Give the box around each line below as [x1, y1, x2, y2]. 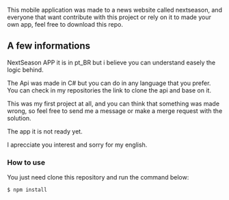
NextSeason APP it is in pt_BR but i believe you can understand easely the [7, 58, 216, 66]
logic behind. [7, 65, 44, 74]
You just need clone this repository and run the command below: [7, 173, 189, 182]
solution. [7, 114, 32, 122]
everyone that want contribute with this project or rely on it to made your [7, 13, 212, 21]
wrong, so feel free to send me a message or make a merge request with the [7, 106, 223, 115]
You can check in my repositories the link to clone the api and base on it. [7, 86, 212, 95]
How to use [7, 158, 46, 167]
